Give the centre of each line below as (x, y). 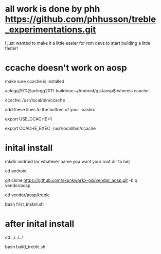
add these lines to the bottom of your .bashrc (50, 109)
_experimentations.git (51, 30)
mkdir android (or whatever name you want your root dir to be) (68, 161)
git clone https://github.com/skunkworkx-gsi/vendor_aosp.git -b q (71, 180)
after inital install (40, 224)
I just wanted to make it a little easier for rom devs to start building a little (78, 43)
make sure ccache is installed (35, 81)
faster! (12, 48)
